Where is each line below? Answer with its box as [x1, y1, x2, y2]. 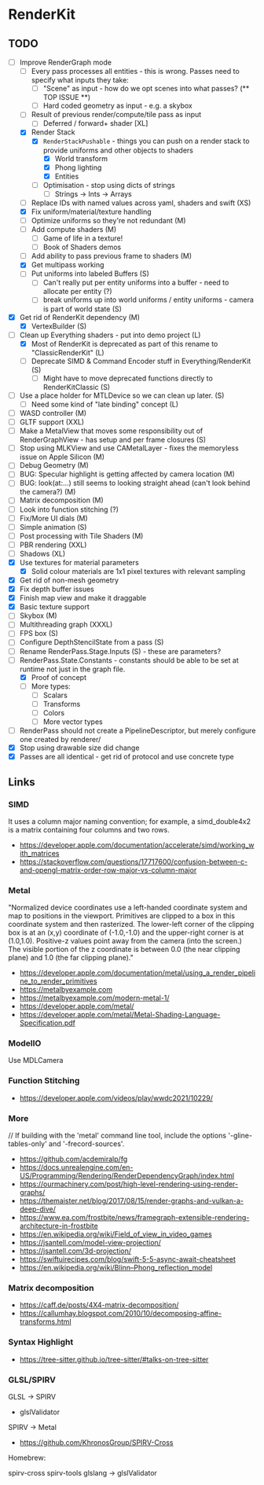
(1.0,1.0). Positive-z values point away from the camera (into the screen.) [8, 936, 242, 946]
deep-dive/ [19, 1204, 57, 1214]
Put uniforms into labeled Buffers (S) [31, 269, 149, 278]
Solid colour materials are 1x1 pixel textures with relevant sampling [31, 566, 246, 575]
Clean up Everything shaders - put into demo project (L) [19, 330, 201, 340]
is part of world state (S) [42, 304, 122, 314]
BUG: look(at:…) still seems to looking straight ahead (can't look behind [19, 478, 251, 488]
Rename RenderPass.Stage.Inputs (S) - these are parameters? [19, 646, 222, 656]
